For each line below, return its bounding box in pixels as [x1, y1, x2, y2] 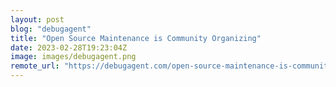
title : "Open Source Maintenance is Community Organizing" [10, 33, 262, 43]
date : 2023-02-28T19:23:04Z [10, 42, 128, 53]
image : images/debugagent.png [10, 52, 137, 62]
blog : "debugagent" [10, 24, 92, 34]
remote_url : [10, 61, 60, 71]
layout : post [10, 14, 65, 25]
